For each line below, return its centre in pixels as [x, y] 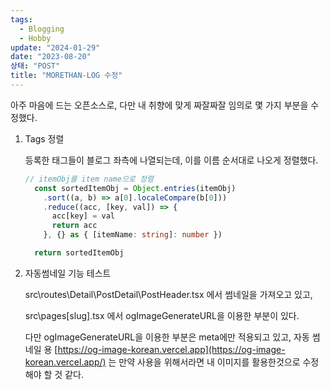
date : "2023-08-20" [51, 57]
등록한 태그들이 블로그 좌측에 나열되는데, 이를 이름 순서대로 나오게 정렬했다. [171, 160]
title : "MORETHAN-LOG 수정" [66, 76]
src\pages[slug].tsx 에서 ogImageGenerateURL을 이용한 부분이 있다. [162, 315]
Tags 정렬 [44, 138]
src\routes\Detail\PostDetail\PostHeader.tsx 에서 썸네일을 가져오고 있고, [168, 294]
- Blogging [42, 29]
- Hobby [35, 38]
